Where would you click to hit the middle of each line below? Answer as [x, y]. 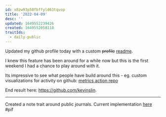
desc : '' [14, 19]
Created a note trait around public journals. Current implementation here [79, 104]
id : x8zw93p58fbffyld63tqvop [35, 10]
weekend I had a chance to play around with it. [53, 66]
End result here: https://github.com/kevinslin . [51, 90]
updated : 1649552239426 [30, 23]
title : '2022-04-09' [26, 14]
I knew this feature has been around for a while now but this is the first [77, 60]
